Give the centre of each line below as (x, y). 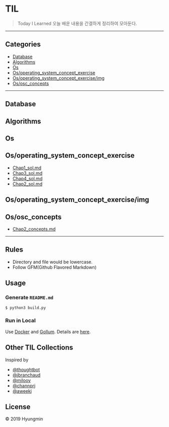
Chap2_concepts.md (34, 229)
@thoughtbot (26, 369)
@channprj (24, 386)
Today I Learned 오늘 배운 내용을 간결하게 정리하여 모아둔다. (77, 23)
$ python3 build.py (26, 308)
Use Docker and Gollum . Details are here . (48, 331)
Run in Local (21, 320)
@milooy (22, 380)
